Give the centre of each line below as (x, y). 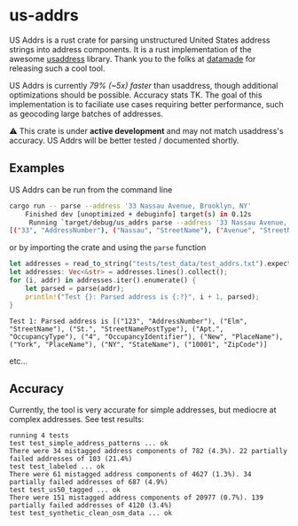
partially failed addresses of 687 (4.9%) (89, 483)
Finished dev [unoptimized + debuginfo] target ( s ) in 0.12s (138, 214)
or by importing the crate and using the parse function (108, 247)
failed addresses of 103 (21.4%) (71, 459)
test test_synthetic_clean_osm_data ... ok (91, 514)
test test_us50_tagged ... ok (65, 490)
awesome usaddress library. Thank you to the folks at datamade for (133, 59)
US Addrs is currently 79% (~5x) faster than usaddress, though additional (144, 85)
